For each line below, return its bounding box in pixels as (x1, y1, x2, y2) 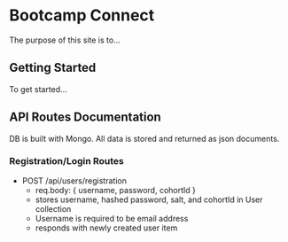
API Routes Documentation (9, 110, 161, 125)
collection (35, 203, 72, 214)
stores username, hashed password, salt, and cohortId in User (35, 194, 263, 205)
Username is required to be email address (35, 213, 189, 223)
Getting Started (9, 60, 97, 75)
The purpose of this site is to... (9, 35, 121, 45)
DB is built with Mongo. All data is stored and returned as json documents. (9, 133, 280, 144)
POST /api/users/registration (21, 175, 127, 186)
